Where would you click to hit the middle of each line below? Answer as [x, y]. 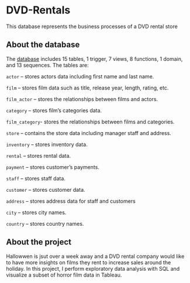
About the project [39, 242]
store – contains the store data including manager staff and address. [89, 133]
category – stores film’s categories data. [54, 110]
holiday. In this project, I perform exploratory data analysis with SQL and [93, 268]
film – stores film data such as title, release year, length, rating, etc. [87, 88]
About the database [43, 45]
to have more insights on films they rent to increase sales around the [89, 262]
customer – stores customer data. [46, 189]
